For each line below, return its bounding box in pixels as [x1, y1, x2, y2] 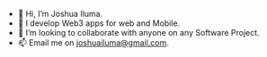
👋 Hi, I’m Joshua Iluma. [17, 9, 103, 19]
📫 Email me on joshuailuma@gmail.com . [17, 37, 169, 48]
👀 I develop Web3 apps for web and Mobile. [17, 18, 181, 28]
